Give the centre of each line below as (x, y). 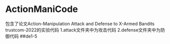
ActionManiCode (42, 9)
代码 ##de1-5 (23, 36)
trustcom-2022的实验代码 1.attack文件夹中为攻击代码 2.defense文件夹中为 (83, 30)
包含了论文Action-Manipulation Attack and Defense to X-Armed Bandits (80, 23)
